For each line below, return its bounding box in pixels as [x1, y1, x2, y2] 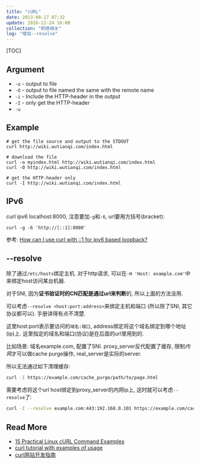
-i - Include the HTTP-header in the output [14, 93, 121, 100]
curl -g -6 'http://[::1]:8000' [6, 224, 86, 231]
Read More [6, 422, 48, 432]
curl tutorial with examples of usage [14, 444, 103, 451]
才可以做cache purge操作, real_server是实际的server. [11, 350, 142, 358]
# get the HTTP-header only [6, 175, 76, 181]
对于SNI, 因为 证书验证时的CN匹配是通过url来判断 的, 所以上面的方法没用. [6, 290, 183, 297]
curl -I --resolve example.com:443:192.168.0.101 [6, 406, 132, 412]
